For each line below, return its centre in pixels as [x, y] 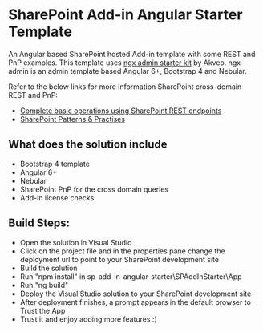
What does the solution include [88, 145]
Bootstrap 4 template [55, 164]
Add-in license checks [57, 197]
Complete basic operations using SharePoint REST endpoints [121, 111]
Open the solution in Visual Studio [76, 242]
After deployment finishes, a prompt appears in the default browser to [135, 302]
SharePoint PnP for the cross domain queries [94, 189]
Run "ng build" [44, 285]
